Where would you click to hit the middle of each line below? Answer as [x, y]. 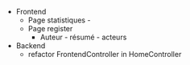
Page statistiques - [59, 20]
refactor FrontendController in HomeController [105, 54]
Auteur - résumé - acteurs [83, 37]
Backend [31, 46]
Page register [50, 28]
